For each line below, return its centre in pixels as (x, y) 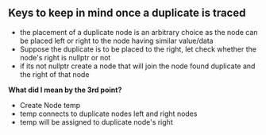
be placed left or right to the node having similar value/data (116, 40)
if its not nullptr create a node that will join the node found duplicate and (137, 66)
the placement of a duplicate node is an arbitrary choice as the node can (139, 32)
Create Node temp (50, 105)
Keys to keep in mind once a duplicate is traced (127, 13)
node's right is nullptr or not (65, 57)
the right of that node (54, 74)
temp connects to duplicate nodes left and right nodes (108, 114)
